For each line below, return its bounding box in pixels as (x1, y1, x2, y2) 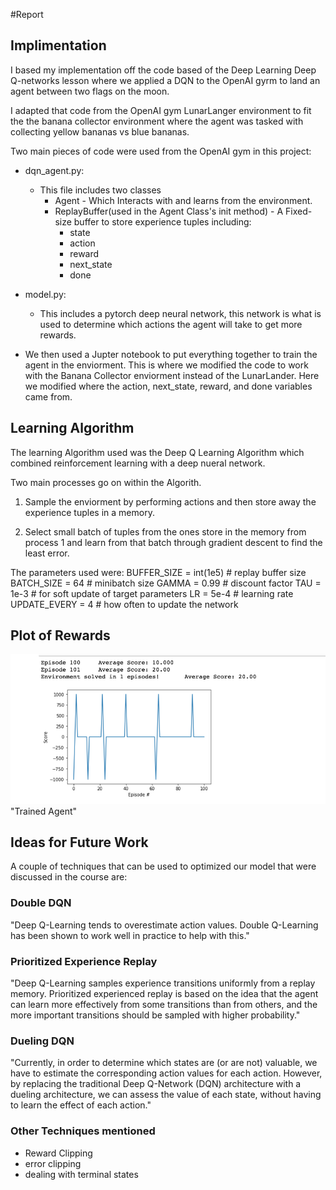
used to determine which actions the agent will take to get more (39, 318, 303, 330)
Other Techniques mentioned (10, 1124, 156, 1138)
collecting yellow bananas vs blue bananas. (10, 125, 190, 138)
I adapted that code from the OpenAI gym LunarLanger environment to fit (10, 104, 312, 116)
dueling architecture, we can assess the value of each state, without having (10, 1089, 322, 1101)
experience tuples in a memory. (24, 506, 155, 518)
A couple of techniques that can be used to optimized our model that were (10, 860, 317, 873)
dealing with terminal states (24, 1168, 139, 1180)
